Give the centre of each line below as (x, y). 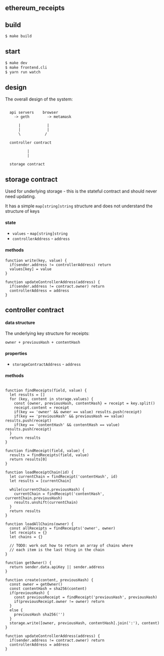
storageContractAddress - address (47, 364)
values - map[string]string (40, 233)
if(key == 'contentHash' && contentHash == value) (67, 425)
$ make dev (16, 63)
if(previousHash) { (30, 593)
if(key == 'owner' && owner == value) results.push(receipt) (78, 412)
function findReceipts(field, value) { (46, 390)
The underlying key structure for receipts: (47, 333)
